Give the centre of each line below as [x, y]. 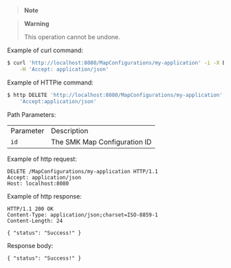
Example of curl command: [45, 50]
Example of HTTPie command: [51, 82]
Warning [36, 24]
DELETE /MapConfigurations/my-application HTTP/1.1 [82, 171]
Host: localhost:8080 [38, 183]
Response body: [30, 245]
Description [69, 131]
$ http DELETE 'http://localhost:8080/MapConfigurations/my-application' [115, 95]
